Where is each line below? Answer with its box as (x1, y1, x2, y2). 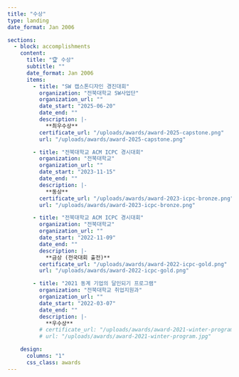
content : (20, 50, 46, 57)
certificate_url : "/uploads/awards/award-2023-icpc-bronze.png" (38, 195, 234, 202)
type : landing (7, 17, 50, 24)
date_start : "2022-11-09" (38, 234, 116, 241)
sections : (7, 36, 37, 43)
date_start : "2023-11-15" (38, 169, 116, 176)
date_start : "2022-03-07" (38, 299, 116, 307)
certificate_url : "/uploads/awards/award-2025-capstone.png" (38, 129, 224, 136)
